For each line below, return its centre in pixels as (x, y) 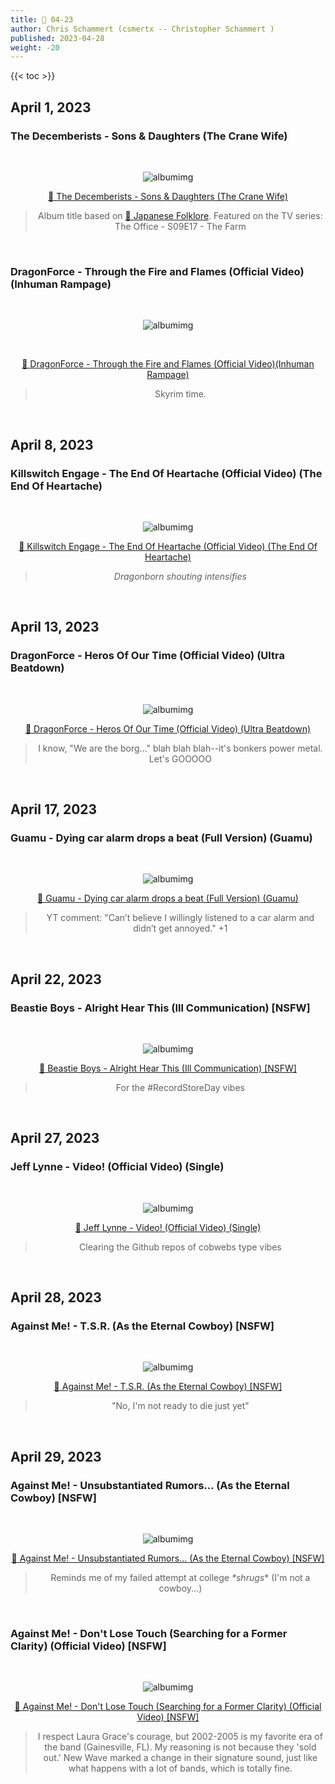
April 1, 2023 (51, 107)
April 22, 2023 (56, 979)
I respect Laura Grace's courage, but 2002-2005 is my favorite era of (180, 1737)
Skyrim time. (180, 394)
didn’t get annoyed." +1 (180, 928)
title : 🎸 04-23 (42, 19)
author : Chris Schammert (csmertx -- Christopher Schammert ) (142, 29)
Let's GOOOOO (180, 758)
